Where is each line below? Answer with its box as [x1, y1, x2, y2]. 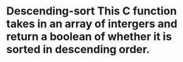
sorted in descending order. [6, 43, 151, 57]
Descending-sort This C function [6, 4, 177, 18]
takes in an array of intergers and [6, 17, 178, 31]
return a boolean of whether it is [6, 30, 172, 43]
